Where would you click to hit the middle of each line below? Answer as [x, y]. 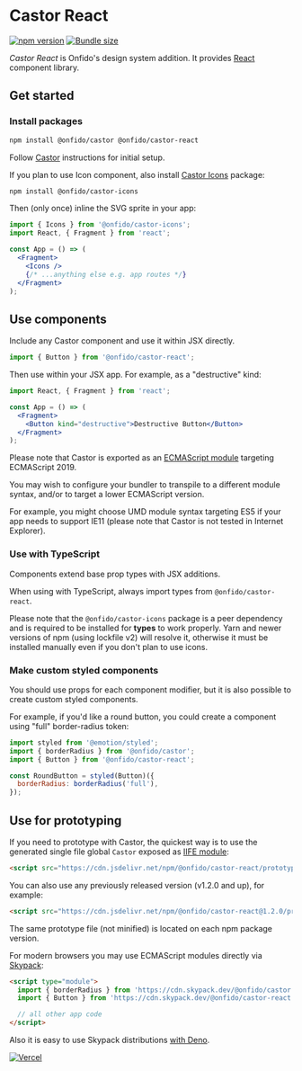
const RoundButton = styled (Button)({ [82, 776]
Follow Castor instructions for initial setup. [87, 157]
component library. [44, 67]
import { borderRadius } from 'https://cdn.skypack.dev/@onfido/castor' [156, 990]
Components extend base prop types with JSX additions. [115, 574]
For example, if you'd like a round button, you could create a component [143, 717]
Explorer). [28, 531]
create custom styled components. [74, 699]
